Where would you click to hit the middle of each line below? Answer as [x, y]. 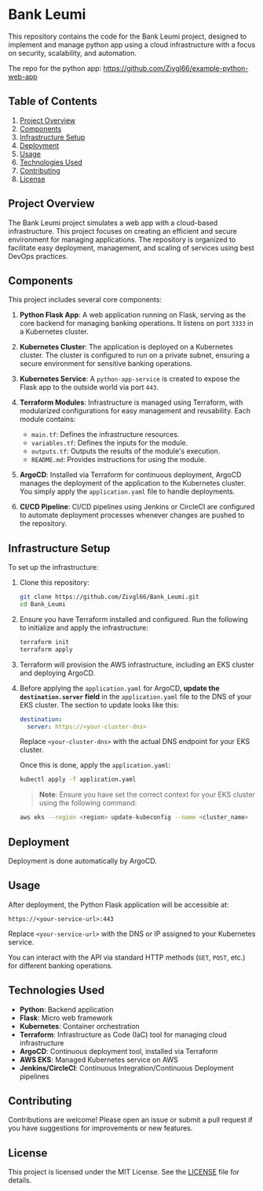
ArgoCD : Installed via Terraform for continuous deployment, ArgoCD [130, 475]
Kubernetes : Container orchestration [79, 1026]
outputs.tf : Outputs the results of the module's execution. [126, 451]
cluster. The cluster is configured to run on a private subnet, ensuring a [134, 355]
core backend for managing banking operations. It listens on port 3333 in [136, 324]
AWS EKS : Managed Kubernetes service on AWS [99, 1060]
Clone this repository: [54, 583]
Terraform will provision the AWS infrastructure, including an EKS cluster [137, 664]
